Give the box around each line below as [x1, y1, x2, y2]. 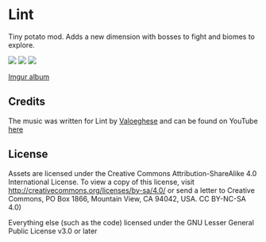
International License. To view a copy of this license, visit [8, 177, 195, 186]
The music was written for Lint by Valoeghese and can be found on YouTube [8, 116, 258, 125]
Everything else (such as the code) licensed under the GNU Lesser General [8, 217, 254, 227]
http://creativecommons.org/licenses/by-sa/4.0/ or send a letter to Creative [8, 185, 256, 195]
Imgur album [8, 71, 50, 81]
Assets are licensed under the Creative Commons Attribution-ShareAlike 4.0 [8, 168, 257, 178]
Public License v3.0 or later [8, 226, 98, 236]
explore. [8, 40, 36, 49]
